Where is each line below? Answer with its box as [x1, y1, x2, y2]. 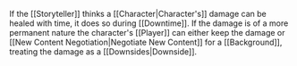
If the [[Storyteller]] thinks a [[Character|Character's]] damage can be [9, 9, 267, 19]
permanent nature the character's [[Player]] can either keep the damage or [9, 28, 285, 37]
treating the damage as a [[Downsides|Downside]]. [9, 46, 198, 57]
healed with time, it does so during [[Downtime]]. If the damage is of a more [9, 18, 289, 29]
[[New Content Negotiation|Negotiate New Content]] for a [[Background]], [9, 37, 283, 47]
